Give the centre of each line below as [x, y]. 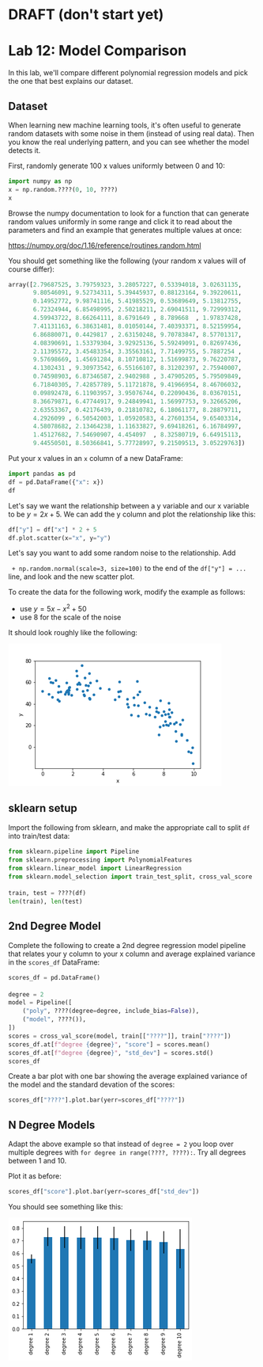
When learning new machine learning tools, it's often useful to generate [124, 125]
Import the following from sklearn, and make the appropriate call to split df [129, 827]
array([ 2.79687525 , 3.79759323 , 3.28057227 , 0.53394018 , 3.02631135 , [125, 284]
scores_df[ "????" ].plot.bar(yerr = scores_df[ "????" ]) [97, 1100]
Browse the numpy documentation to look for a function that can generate [129, 213]
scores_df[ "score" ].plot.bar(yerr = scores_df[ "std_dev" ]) [104, 1192]
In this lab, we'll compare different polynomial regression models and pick [128, 73]
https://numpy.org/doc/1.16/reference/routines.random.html [105, 245]
